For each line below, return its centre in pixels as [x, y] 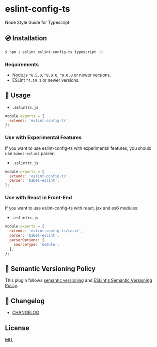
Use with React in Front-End [39, 198]
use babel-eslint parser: [30, 153]
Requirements [22, 64]
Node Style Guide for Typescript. [38, 22]
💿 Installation [26, 38]
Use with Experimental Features [43, 138]
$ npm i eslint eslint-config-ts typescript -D [54, 52]
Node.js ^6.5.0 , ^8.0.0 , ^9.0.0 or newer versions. [62, 75]
